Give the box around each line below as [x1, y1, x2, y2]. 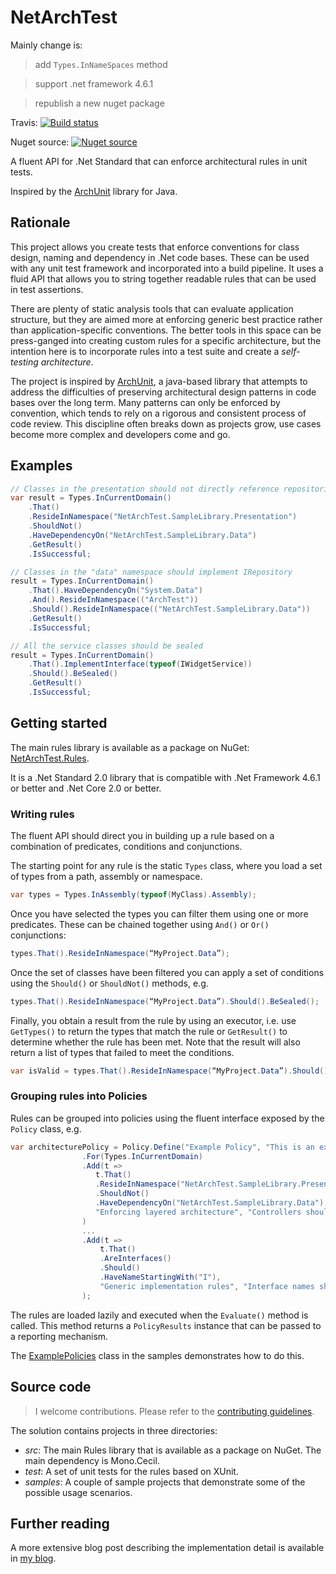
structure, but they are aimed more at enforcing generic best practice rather [10, 313, 323, 325]
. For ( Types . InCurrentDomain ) [81, 1151, 203, 1161]
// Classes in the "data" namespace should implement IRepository [10, 567, 293, 577]
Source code [10, 1379, 92, 1396]
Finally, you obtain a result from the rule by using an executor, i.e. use [10, 1014, 297, 1026]
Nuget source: [10, 136, 70, 148]
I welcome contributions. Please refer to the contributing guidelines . [34, 1405, 315, 1417]
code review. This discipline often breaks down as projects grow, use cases [10, 417, 322, 430]
